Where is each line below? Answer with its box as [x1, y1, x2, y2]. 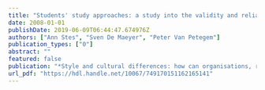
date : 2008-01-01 [8, 19, 65, 27]
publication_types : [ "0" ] [8, 41, 93, 49]
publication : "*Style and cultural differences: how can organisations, [8, 63, 252, 70]
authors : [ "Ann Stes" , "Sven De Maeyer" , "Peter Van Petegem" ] [8, 33, 221, 41]
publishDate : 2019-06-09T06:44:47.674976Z [8, 26, 150, 34]
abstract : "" [8, 48, 51, 56]
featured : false [8, 56, 62, 63]
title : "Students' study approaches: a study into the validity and [8, 11, 238, 20]
